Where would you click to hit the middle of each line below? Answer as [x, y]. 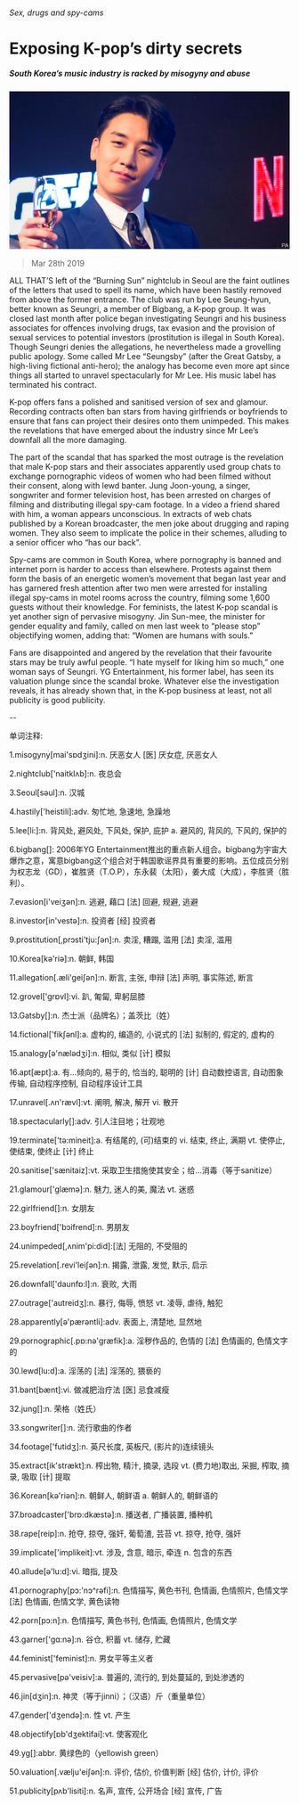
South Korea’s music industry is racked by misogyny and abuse [130, 74]
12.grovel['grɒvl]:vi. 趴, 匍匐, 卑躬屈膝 [77, 997]
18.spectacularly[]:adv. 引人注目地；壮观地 [87, 1121]
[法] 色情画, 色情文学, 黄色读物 [65, 1602]
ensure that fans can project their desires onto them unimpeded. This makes [149, 421]
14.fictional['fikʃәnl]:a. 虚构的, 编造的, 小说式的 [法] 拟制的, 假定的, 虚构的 [142, 1035]
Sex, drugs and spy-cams [57, 12]
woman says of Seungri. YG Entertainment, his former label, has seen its [141, 672]
